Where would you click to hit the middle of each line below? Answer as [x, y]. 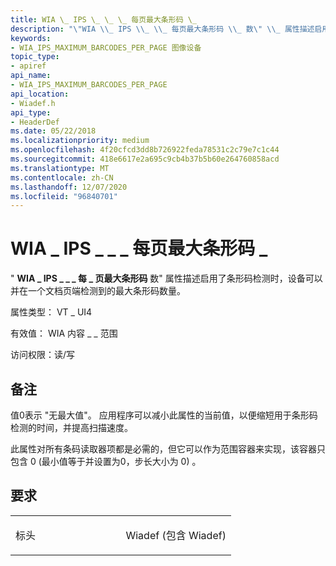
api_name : [31, 76]
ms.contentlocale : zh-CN [62, 177]
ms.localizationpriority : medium [80, 141]
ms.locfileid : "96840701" [64, 196]
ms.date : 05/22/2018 [53, 131]
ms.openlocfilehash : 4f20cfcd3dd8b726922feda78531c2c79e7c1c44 [145, 150]
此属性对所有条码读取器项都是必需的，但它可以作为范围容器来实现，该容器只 [168, 449]
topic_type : [35, 57]
